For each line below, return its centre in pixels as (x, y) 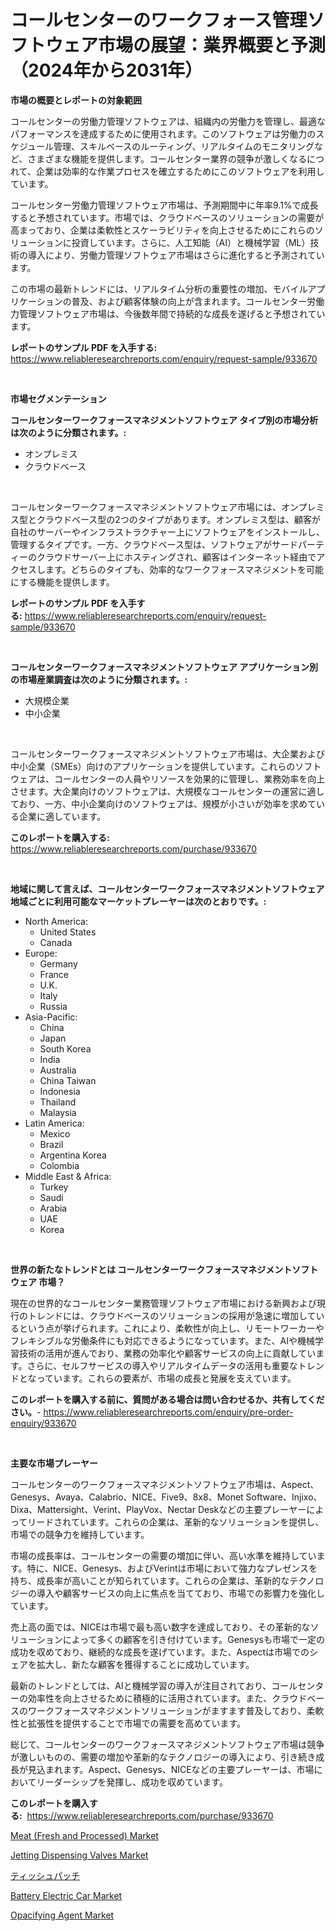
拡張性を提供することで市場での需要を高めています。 (137, 1723)
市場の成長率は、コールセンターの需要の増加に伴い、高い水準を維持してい (163, 1555)
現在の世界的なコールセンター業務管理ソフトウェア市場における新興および (163, 1303)
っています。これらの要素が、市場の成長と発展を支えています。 (166, 1378)
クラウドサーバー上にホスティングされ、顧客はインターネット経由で (176, 557)
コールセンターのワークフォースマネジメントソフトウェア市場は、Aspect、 (165, 1484)
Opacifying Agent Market (62, 1915)
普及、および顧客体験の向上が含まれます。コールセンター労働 (198, 301)
